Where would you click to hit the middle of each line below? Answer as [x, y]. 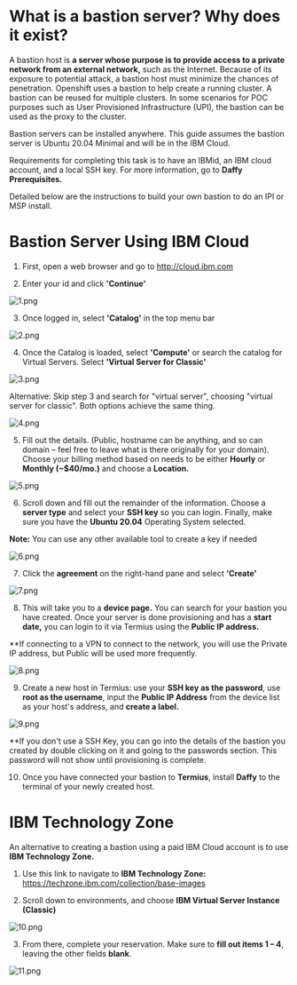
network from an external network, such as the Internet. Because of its [141, 69]
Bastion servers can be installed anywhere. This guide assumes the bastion [147, 133]
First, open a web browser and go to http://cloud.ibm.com [127, 266]
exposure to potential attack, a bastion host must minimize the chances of [144, 78]
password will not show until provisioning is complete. [108, 759]
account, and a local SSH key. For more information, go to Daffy [126, 170]
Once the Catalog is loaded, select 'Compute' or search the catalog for [152, 352]
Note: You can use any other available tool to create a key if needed [133, 538]
